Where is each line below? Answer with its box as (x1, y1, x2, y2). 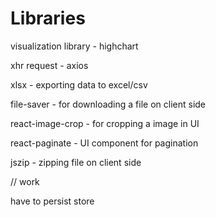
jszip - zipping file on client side (10, 156, 142, 168)
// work (10, 175, 40, 187)
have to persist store (10, 195, 95, 207)
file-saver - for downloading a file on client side (10, 98, 207, 110)
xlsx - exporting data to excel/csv (10, 78, 148, 91)
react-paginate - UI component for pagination (10, 137, 199, 149)
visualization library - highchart (10, 40, 139, 52)
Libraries (10, 7, 86, 30)
